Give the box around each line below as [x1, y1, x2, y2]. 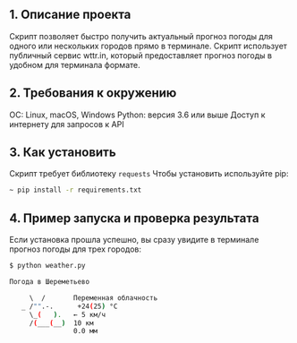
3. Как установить [9, 145, 116, 160]
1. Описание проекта [9, 7, 132, 22]
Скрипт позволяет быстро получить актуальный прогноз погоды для [9, 30, 273, 41]
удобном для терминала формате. [9, 59, 140, 70]
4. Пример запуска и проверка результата [9, 210, 259, 226]
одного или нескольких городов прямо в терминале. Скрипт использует [9, 40, 288, 51]
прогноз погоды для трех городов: [9, 244, 141, 254]
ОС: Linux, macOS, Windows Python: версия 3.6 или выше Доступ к [9, 109, 266, 120]
